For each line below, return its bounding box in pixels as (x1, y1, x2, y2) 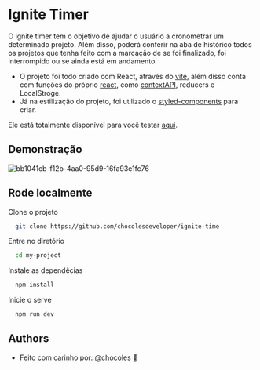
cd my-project (15, 252, 61, 259)
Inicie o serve (8, 296, 53, 305)
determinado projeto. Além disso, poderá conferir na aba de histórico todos (8, 39, 253, 49)
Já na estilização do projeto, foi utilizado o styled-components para (19, 96, 239, 106)
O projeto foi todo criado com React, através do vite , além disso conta (19, 71, 246, 81)
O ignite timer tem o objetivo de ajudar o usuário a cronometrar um (8, 31, 224, 41)
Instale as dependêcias (8, 266, 83, 275)
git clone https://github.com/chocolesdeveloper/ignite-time (15, 222, 220, 230)
